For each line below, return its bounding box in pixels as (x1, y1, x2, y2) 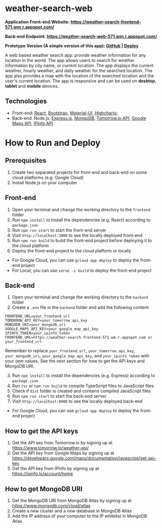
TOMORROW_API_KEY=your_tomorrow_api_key (5, 318, 88, 323)
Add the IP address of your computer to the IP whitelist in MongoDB (12, 513, 147, 519)
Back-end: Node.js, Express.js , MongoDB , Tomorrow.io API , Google (12, 115, 147, 121)
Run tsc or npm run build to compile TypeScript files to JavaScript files (12, 383, 154, 389)
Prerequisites (5, 156, 46, 165)
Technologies (5, 97, 47, 106)
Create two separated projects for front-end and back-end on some (12, 169, 147, 175)
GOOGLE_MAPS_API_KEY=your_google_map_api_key (5, 326, 98, 332)
